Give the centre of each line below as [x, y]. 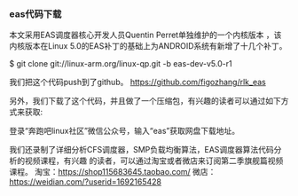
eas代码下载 [35, 13]
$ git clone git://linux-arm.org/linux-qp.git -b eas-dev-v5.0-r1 [121, 64]
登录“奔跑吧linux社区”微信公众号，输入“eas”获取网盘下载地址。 [125, 131]
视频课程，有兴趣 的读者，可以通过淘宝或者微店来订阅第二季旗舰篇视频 [154, 161]
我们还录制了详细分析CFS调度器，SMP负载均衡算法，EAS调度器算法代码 [142, 150]
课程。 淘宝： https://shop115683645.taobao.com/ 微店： [113, 172]
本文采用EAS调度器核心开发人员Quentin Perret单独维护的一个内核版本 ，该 [145, 35]
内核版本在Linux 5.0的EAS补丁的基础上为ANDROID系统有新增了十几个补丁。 [148, 46]
